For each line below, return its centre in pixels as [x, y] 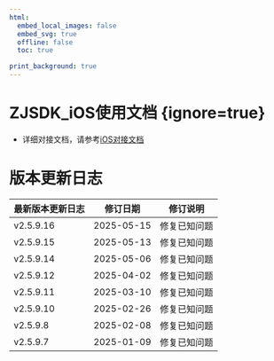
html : [19, 17]
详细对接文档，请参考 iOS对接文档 [83, 139]
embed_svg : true [47, 34]
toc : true [35, 51]
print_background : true [53, 67]
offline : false [45, 42]
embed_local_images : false [67, 26]
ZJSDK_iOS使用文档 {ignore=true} [137, 113]
